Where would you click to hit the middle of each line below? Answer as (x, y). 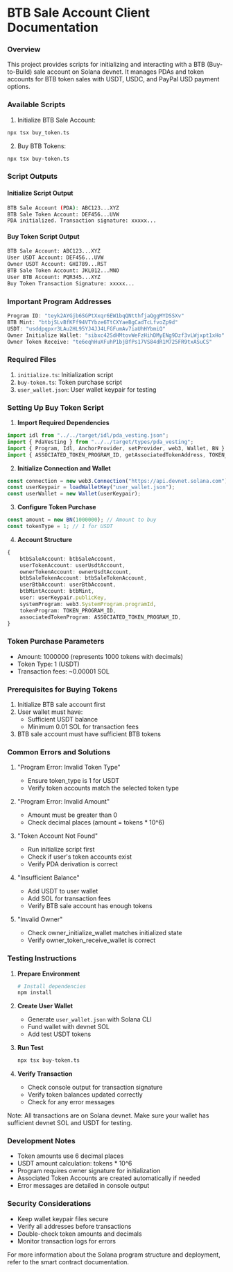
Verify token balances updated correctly (85, 1095)
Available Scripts (36, 104)
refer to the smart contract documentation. (68, 1262)
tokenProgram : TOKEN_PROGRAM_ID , (68, 610)
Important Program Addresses (60, 301)
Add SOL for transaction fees (69, 898)
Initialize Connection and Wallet (64, 468)
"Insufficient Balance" (48, 877)
